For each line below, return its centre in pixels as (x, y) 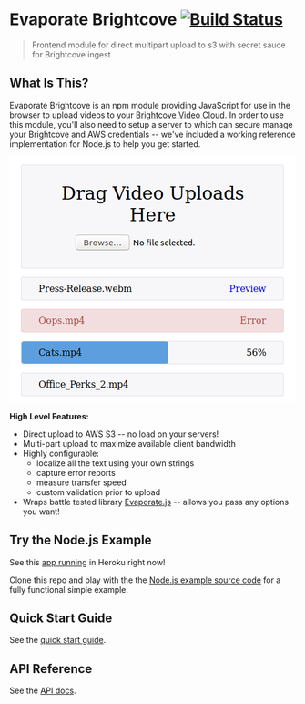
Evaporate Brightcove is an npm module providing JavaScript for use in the (150, 105)
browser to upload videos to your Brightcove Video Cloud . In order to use (147, 115)
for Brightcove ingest (71, 54)
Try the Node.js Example (81, 540)
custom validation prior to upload (98, 492)
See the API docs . (43, 691)
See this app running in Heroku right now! (87, 562)
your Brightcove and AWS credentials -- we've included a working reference (152, 134)
